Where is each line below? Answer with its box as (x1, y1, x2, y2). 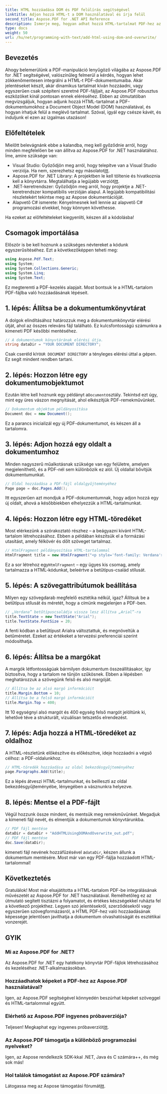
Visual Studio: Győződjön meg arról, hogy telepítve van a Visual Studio (12, 162, 157, 168)
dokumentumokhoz (5, 104, 45, 110)
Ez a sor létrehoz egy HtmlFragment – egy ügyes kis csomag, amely (5, 561, 141, 568)
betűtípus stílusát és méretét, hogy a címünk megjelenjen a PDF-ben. (5, 600, 147, 606)
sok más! (5, 1059, 24, 1065)
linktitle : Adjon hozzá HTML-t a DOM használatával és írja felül (5, 12, 146, 17)
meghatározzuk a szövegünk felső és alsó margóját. (5, 677, 112, 683)
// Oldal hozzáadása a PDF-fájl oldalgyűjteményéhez (5, 481, 117, 486)
